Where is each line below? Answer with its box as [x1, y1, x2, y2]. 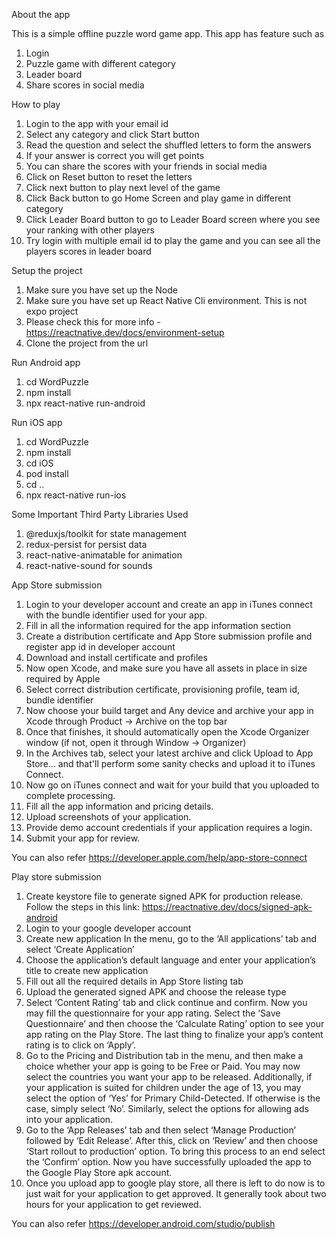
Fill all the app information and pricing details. [25, 800, 214, 812]
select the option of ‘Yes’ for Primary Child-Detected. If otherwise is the [25, 1092, 321, 1104]
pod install [25, 468, 69, 479]
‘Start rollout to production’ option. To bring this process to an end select [25, 1145, 326, 1157]
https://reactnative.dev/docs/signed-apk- [141, 901, 313, 913]
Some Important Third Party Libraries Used [11, 509, 189, 520]
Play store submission [11, 871, 102, 883]
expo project [25, 305, 79, 317]
